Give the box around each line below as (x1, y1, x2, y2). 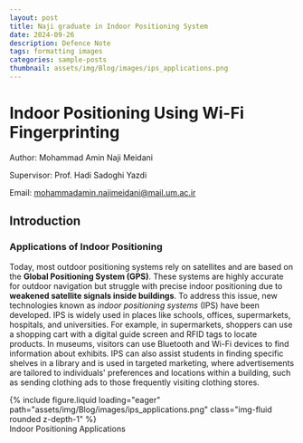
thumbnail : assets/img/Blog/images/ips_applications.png (9, 64, 229, 73)
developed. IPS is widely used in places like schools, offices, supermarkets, (9, 309, 291, 320)
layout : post (9, 13, 59, 23)
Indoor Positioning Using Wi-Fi (9, 103, 244, 123)
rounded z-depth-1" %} (9, 413, 97, 424)
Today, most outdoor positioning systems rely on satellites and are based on (9, 261, 294, 272)
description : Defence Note (9, 38, 111, 48)
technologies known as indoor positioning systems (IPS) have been (9, 300, 260, 311)
